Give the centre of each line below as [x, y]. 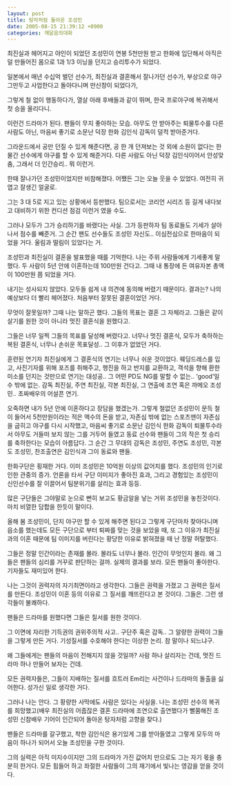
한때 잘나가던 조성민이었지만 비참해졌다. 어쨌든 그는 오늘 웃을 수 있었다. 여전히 [112, 179]
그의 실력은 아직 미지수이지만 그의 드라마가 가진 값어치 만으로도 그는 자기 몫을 [111, 757]
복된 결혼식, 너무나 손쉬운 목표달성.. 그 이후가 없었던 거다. [84, 344]
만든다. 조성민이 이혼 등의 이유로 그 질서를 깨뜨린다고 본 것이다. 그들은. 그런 [115, 594]
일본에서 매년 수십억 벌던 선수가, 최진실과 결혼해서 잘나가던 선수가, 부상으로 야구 [115, 77]
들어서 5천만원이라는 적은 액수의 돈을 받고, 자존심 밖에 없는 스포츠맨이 [108, 417]
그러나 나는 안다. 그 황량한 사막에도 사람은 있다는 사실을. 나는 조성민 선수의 [107, 702]
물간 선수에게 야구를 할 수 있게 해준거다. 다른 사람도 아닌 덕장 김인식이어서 [106, 155]
